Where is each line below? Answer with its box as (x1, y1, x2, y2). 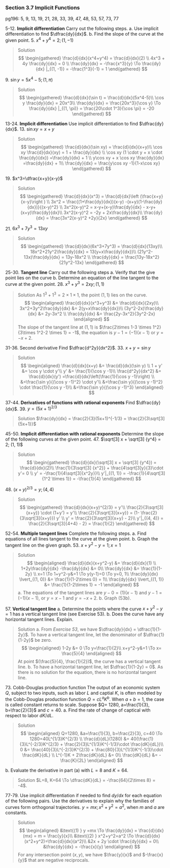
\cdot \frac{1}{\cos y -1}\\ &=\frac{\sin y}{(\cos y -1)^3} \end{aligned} (19, 384, 164, 390)
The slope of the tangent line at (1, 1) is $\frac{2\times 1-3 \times (17, 324, 152, 330)
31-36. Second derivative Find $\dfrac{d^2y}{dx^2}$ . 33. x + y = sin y (5, 344, 151, 350)
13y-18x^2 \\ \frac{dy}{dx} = (65, 254, 124, 260)
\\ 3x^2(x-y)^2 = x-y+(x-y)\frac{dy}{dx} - (59, 204, 146, 210)
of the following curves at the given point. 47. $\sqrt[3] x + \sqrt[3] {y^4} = (5, 436, 161, 442)
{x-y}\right (20, 198, 43, 205)
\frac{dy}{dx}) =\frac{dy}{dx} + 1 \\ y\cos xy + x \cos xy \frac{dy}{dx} (19, 154, 164, 160)
